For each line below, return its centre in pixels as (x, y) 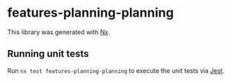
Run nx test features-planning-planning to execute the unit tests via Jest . (116, 70)
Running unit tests (48, 54)
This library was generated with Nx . (59, 32)
